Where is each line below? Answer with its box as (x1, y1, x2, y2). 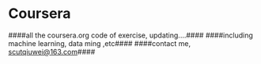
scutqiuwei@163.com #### (8, 47, 96, 56)
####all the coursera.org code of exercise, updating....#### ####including (8, 30, 253, 40)
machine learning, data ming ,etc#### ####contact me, (8, 38, 191, 48)
